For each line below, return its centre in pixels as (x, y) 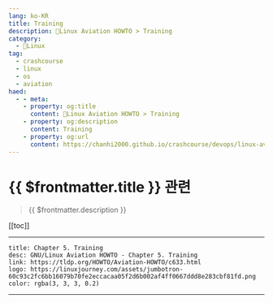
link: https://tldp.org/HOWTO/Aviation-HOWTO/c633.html (105, 262)
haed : (17, 91)
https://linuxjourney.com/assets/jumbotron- (106, 270)
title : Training (36, 24)
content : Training (61, 129)
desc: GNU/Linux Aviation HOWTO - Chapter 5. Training (103, 255)
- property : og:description (70, 122)
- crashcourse (39, 62)
